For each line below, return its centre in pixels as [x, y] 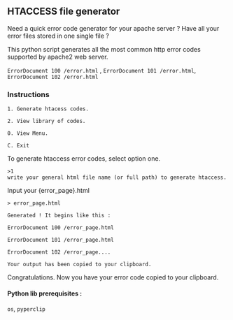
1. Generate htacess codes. [48, 109]
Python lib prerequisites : [45, 293]
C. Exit [19, 146]
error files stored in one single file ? [58, 36]
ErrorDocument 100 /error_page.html [61, 228]
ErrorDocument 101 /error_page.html [61, 240]
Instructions [29, 94]
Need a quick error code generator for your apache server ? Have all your [113, 28]
